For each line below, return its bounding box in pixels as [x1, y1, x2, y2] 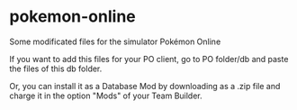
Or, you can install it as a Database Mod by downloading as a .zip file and [9, 80, 281, 91]
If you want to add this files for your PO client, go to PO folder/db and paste [9, 53, 289, 64]
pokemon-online [9, 6, 137, 27]
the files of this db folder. [9, 63, 103, 74]
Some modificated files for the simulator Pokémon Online [9, 36, 221, 47]
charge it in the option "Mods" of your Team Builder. [9, 90, 202, 101]
